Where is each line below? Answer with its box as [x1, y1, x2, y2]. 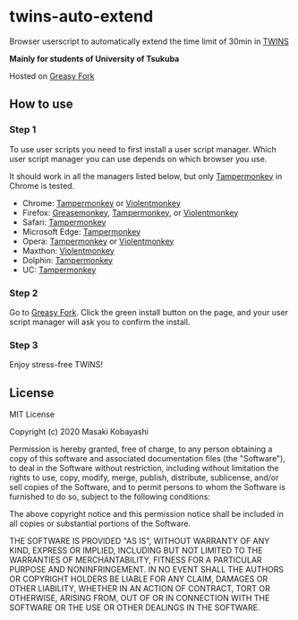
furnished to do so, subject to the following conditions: [9, 491, 210, 503]
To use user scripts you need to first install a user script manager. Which [9, 143, 277, 154]
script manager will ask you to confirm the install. [9, 316, 191, 327]
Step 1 [9, 124, 37, 136]
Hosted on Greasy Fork [9, 70, 96, 82]
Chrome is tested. [9, 180, 75, 191]
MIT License [9, 409, 55, 420]
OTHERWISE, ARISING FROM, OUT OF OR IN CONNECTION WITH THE [9, 593, 270, 604]
